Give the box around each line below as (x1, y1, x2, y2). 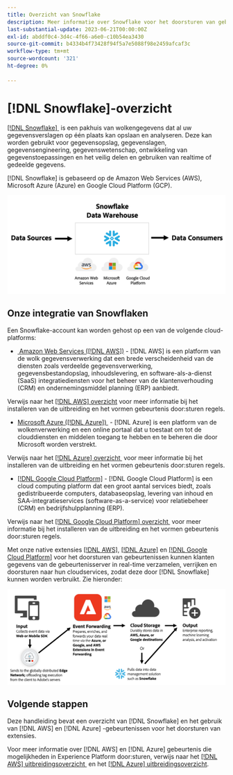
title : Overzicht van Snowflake (7, 11, 101, 18)
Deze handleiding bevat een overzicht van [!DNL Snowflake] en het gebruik (7, 717, 223, 725)
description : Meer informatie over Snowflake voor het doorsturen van (7, 18, 216, 26)
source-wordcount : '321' (7, 56, 79, 62)
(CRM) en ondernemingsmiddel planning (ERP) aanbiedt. (17, 384, 180, 392)
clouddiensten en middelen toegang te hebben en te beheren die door (17, 432, 218, 441)
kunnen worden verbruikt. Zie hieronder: (7, 574, 123, 583)
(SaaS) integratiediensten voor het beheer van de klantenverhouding (17, 376, 214, 384)
